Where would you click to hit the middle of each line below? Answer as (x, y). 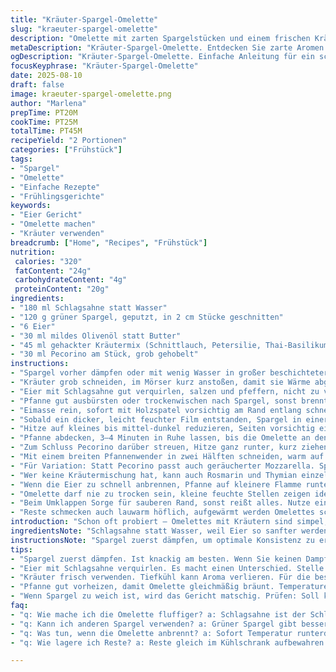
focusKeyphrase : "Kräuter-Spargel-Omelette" (104, 66)
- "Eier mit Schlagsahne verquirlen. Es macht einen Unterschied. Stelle (167, 568)
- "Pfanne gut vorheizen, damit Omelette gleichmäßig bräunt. (142, 587)
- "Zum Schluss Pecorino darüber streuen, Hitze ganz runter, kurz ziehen (169, 447)
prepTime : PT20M (44, 112)
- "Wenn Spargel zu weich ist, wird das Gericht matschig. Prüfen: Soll (165, 596)
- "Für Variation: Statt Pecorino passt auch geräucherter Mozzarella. (162, 466)
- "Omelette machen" (53, 224)
